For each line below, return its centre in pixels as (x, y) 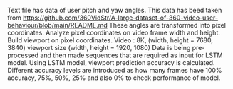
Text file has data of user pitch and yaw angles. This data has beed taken (115, 10)
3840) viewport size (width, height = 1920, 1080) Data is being (99, 48)
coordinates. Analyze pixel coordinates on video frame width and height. (114, 32)
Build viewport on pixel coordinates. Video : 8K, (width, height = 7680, (110, 40)
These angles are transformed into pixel (168, 25)
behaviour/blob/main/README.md (58, 25)
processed (23, 55)
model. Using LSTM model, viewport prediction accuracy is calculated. (111, 63)
